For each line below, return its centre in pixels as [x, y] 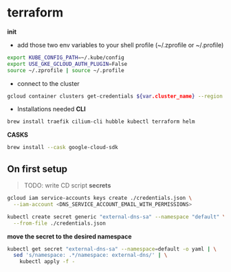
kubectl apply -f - [47, 262]
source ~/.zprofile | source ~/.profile [66, 70]
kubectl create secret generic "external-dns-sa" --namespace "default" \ [117, 217]
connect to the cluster [48, 83]
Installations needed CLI [51, 109]
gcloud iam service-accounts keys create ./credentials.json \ [100, 198]
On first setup [37, 169]
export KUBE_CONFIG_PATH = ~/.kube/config [66, 57]
